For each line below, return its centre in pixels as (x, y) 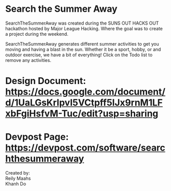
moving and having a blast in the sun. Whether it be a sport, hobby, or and (83, 49)
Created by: (18, 173)
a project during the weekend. (37, 34)
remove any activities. (28, 60)
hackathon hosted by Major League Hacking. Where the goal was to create (84, 28)
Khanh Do (16, 184)
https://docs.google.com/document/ (86, 92)
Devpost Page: (37, 137)
